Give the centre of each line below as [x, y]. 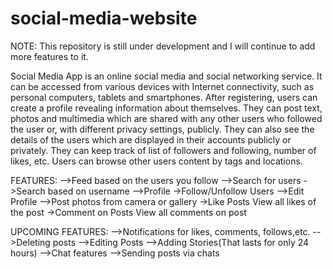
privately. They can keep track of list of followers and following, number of [163, 150]
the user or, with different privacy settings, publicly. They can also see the [162, 129]
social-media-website [104, 18]
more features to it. [49, 56]
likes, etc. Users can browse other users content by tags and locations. [156, 161]
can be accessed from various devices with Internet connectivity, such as [162, 86]
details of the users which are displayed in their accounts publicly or [151, 139]
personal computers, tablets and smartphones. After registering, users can [164, 97]
